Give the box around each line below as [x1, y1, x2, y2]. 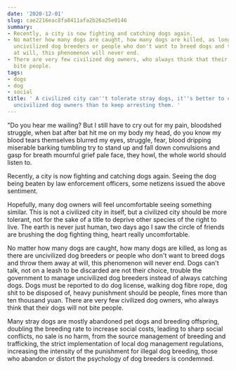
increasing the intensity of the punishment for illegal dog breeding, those [7, 347, 218, 355]
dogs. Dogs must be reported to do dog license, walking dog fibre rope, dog [7, 281, 228, 289]
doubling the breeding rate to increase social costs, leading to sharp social [7, 324, 223, 333]
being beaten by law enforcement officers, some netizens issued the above [7, 179, 225, 187]
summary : [7, 23, 33, 30]
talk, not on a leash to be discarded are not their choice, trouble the [7, 266, 202, 275]
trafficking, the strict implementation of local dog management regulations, [7, 339, 224, 348]
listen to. [7, 158, 32, 166]
